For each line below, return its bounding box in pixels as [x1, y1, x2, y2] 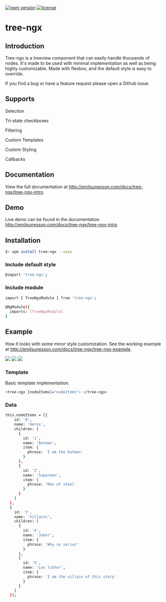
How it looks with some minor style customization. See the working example [5, 341, 162, 347]
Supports [5, 95, 35, 103]
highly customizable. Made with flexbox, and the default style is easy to [5, 66, 152, 72]
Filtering [5, 127, 22, 133]
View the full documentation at [5, 184, 68, 190]
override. [5, 71, 24, 76]
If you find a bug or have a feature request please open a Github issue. [5, 80, 150, 86]
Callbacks [5, 156, 26, 162]
